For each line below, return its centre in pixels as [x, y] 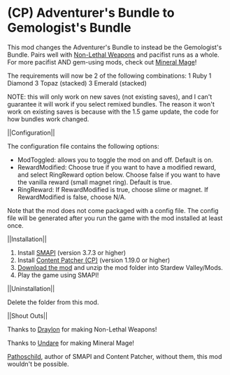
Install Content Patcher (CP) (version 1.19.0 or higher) [94, 260]
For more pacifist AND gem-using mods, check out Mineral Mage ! [102, 62]
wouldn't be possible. [38, 364]
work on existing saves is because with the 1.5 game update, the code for [113, 111]
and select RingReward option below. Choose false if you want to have [118, 175]
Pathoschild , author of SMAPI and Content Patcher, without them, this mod [115, 356]
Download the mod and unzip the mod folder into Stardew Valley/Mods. [120, 267]
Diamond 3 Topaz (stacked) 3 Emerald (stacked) [77, 83]
